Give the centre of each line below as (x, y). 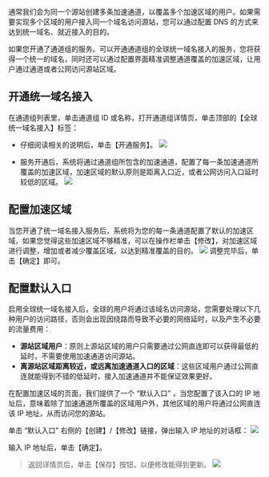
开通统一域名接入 (50, 97)
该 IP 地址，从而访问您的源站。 (59, 414)
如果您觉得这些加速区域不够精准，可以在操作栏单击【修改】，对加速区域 (140, 240)
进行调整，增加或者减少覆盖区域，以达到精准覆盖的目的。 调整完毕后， (130, 251)
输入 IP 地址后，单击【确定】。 (57, 447)
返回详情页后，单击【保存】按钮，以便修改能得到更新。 (119, 465)
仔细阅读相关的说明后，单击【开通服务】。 (88, 145)
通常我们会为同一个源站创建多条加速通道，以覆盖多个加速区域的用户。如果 (131, 12)
